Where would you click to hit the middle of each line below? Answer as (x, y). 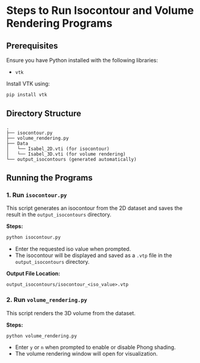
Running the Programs (49, 178)
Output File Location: (33, 273)
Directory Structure (44, 113)
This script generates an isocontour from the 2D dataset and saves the (95, 208)
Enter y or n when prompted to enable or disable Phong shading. (95, 347)
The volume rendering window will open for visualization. (86, 354)
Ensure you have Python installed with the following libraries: (82, 60)
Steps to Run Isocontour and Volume (100, 11)
